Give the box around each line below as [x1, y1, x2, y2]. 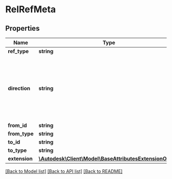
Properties [5, 24, 40, 33]
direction [8, 85, 31, 92]
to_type [8, 147, 27, 154]
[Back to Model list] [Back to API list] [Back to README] [5, 168, 123, 174]
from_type [8, 130, 34, 137]
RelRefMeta [5, 4, 56, 15]
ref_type [8, 48, 29, 55]
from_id [8, 122, 27, 129]
